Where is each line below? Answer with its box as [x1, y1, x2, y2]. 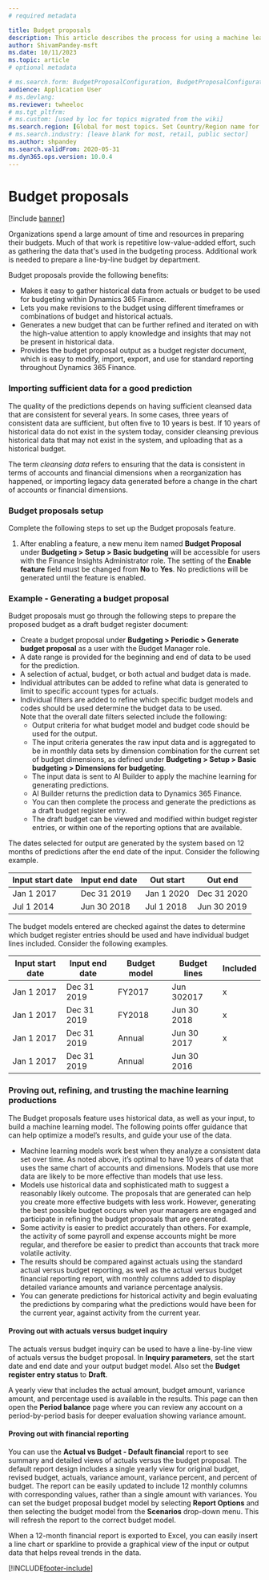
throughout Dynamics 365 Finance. [19, 363, 137, 373]
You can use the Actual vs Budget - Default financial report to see [8, 1447, 229, 1457]
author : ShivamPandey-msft [8, 41, 98, 49]
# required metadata [8, 11, 78, 20]
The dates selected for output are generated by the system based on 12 [8, 838, 245, 848]
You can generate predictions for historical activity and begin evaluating [19, 1290, 258, 1301]
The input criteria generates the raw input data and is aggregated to [31, 738, 256, 747]
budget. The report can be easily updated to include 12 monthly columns [8, 1481, 248, 1491]
